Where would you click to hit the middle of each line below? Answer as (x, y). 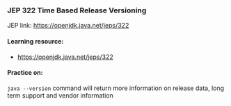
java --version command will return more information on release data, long (116, 88)
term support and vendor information (60, 95)
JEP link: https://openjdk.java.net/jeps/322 (68, 26)
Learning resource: (35, 41)
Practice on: (25, 73)
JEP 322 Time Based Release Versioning (77, 10)
